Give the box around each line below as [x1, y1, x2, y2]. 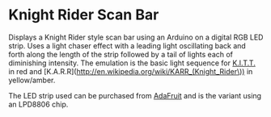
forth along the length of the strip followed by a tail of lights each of [8, 49, 233, 59]
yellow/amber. [8, 75, 56, 85]
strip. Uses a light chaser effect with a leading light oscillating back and [8, 40, 247, 50]
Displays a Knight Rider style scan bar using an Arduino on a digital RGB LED [8, 32, 264, 42]
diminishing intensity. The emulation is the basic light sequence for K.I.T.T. [8, 58, 256, 68]
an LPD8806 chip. [8, 99, 69, 109]
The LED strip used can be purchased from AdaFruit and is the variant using [8, 90, 261, 100]
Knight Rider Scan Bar [8, 6, 159, 24]
